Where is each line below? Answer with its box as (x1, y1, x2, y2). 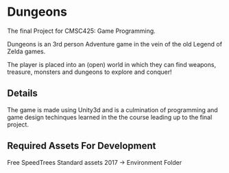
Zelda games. (7, 47, 46, 55)
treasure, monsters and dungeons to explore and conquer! (7, 68, 173, 76)
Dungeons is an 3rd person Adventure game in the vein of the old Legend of (7, 40, 223, 48)
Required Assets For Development (7, 140, 156, 152)
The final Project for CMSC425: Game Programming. (7, 27, 156, 35)
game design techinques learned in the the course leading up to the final (7, 113, 213, 121)
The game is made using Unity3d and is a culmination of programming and (7, 105, 218, 114)
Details (7, 88, 38, 99)
